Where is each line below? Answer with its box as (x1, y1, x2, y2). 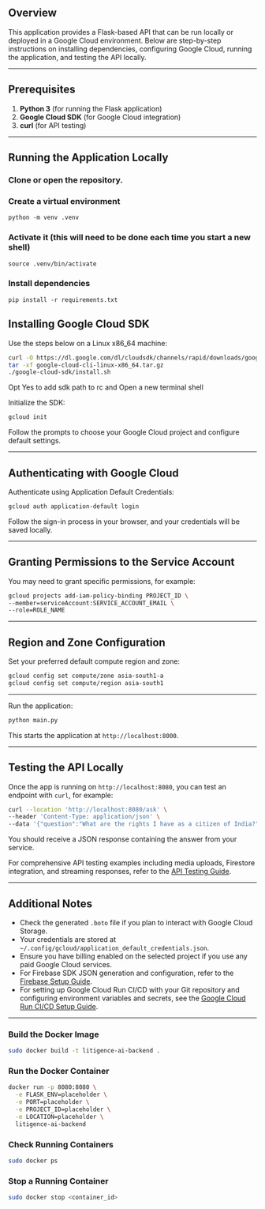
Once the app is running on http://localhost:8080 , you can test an (8, 782, 226, 791)
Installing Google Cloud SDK (8, 318, 150, 331)
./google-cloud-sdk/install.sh (8, 368, 111, 376)
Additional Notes (8, 897, 93, 910)
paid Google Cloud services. (19, 959, 113, 969)
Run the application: (8, 701, 73, 710)
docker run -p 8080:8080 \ (8, 1083, 97, 1091)
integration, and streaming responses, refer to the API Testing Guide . (8, 867, 232, 876)
